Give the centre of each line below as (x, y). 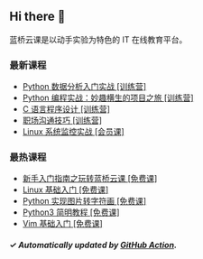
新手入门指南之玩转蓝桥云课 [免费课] (90, 179)
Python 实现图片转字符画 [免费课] (84, 201)
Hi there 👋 (37, 17)
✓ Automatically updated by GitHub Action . (93, 245)
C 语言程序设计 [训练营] (66, 109)
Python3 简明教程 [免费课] (71, 212)
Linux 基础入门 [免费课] (65, 190)
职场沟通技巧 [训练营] (62, 120)
